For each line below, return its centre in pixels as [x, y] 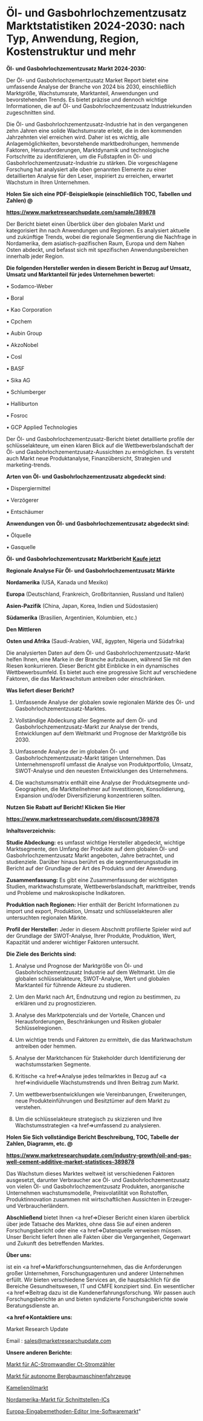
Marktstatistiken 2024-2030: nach [96, 26]
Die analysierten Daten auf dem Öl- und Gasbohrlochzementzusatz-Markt [98, 653]
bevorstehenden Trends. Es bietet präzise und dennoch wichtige [87, 100]
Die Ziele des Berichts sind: [41, 954]
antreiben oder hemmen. [46, 1046]
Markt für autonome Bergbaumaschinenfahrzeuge [69, 1376]
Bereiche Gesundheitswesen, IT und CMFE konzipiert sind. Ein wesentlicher [101, 1286]
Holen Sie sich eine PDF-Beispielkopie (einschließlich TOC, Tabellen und [99, 194]
